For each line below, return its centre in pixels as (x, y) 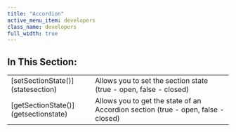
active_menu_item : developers (52, 20)
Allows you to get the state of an (148, 101)
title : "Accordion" (36, 14)
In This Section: (42, 61)
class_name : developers (42, 27)
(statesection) (34, 90)
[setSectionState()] (42, 81)
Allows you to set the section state (151, 81)
